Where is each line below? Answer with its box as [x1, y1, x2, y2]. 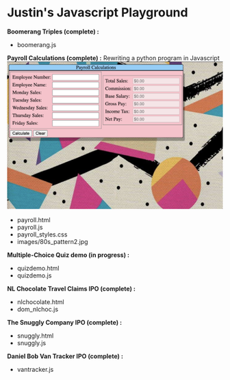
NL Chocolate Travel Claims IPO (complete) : [7, 284, 136, 293]
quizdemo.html [16, 264, 60, 272]
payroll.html [16, 215, 51, 223]
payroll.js [16, 223, 43, 231]
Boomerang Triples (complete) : [7, 27, 99, 36]
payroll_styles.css [16, 230, 68, 239]
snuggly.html [16, 331, 54, 340]
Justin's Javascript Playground [7, 5, 188, 21]
